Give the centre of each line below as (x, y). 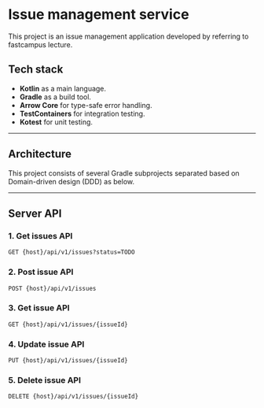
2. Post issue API (41, 272)
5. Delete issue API (44, 380)
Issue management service (99, 15)
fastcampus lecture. (40, 44)
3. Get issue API (39, 308)
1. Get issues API (40, 236)
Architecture (40, 154)
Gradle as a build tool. (55, 97)
